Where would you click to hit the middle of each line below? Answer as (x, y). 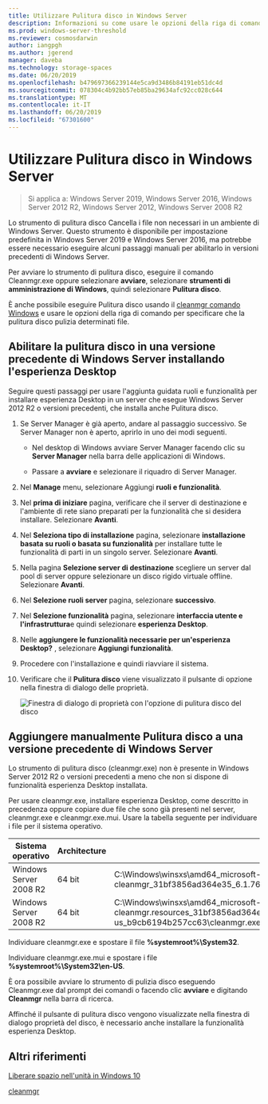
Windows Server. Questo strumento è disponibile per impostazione (118, 231)
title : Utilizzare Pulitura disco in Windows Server (98, 16)
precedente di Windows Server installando (116, 360)
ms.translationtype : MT (48, 98)
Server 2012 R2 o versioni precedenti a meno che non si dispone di (118, 777)
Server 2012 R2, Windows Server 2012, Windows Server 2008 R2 (135, 207)
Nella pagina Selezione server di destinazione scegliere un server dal (135, 567)
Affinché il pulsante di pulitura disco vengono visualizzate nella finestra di (129, 1014)
